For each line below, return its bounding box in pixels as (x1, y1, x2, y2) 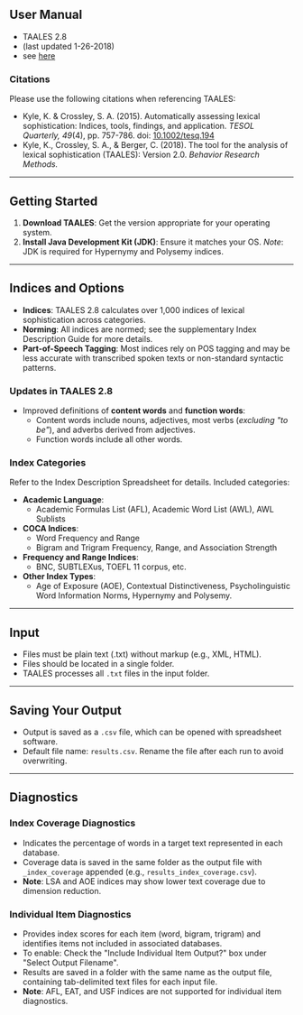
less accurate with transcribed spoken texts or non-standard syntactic (22, 352, 284, 364)
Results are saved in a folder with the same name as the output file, (22, 966, 272, 977)
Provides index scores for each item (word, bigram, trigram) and (22, 928, 262, 939)
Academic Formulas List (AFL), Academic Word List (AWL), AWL (35, 504, 275, 515)
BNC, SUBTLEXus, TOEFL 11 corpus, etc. (35, 561, 187, 572)
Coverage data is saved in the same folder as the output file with (22, 856, 262, 867)
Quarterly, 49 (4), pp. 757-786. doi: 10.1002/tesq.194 (22, 130, 215, 141)
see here (22, 50, 56, 61)
